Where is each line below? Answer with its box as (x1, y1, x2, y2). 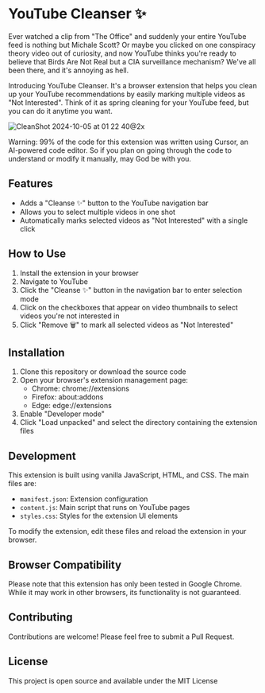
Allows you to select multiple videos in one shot (19, 207, 176, 216)
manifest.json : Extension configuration (19, 494, 148, 504)
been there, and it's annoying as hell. (8, 65, 129, 75)
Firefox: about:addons (31, 392, 104, 402)
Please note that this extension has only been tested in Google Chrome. (8, 579, 242, 589)
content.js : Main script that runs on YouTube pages (19, 503, 190, 512)
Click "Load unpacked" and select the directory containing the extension (19, 418, 258, 427)
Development (8, 449, 77, 462)
